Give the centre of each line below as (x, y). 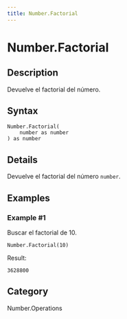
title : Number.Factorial (43, 13)
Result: (17, 258)
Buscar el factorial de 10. (42, 232)
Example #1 (26, 217)
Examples (28, 198)
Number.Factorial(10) (38, 245)
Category (28, 292)
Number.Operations (35, 308)
